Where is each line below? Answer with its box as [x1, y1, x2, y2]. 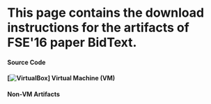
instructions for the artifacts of [7, 20, 189, 36]
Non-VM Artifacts [7, 89, 61, 98]
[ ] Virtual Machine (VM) [7, 74, 116, 82]
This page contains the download [7, 5, 204, 21]
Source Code [7, 58, 46, 66]
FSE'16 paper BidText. [7, 35, 137, 50]
